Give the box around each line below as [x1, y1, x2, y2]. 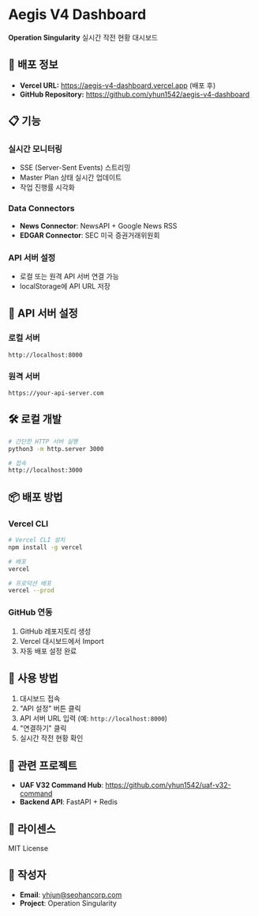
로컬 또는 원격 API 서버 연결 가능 [19, 271, 120, 282]
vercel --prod [8, 587, 55, 595]
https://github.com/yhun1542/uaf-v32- [105, 781, 231, 790]
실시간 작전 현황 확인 [19, 733, 84, 743]
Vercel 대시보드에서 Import [19, 636, 104, 645]
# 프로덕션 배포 [8, 579, 52, 587]
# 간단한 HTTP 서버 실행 [8, 437, 79, 445]
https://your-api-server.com [8, 389, 104, 397]
